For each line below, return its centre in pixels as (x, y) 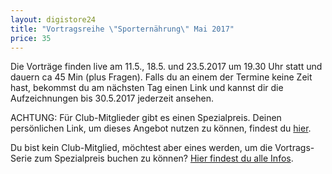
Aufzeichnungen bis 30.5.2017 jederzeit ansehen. (112, 98)
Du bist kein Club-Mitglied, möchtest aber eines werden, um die (141, 148)
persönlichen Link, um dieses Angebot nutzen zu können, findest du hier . (161, 128)
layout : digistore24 (53, 19)
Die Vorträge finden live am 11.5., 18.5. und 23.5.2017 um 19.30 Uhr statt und (166, 67)
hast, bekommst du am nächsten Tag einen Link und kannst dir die (147, 88)
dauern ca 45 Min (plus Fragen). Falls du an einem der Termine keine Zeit (161, 77)
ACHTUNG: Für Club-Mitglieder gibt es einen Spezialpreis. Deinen (146, 118)
